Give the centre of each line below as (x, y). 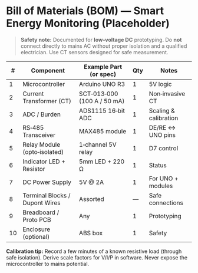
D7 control (164, 148)
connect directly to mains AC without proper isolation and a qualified (104, 46)
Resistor (34, 169)
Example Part (103, 67)
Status (158, 165)
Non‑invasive (167, 94)
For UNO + (164, 178)
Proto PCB (37, 219)
